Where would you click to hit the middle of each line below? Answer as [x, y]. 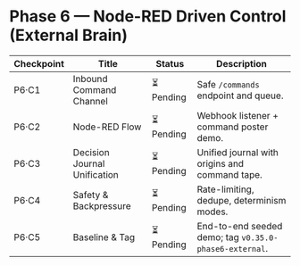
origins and [220, 163]
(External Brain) [68, 35]
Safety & [91, 195]
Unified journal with [238, 152]
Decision [91, 152]
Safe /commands [229, 84]
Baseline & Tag [104, 237]
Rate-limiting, [225, 189]
